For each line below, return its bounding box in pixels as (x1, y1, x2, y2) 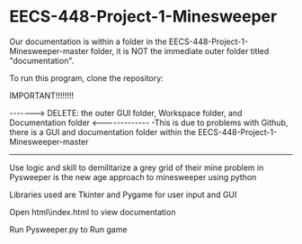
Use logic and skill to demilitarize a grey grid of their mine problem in (9, 162, 264, 173)
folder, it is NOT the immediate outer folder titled (90, 45, 270, 56)
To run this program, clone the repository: (9, 72, 164, 83)
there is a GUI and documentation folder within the (9, 126, 196, 137)
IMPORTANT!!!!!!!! (9, 90, 75, 101)
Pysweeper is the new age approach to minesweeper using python (9, 171, 257, 182)
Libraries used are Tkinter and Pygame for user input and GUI (9, 189, 237, 200)
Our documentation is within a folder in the (9, 36, 168, 47)
